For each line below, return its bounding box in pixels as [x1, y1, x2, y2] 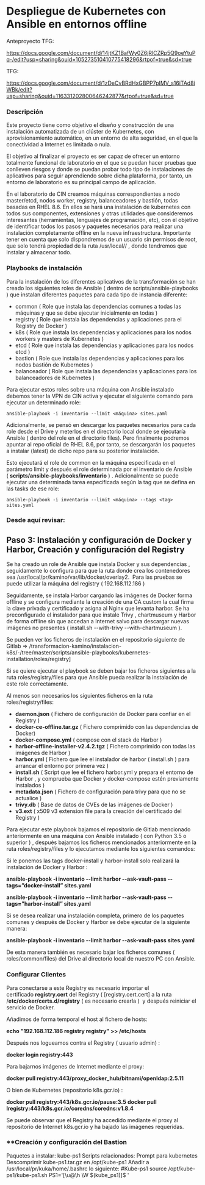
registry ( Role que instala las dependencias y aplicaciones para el [15, 315, 182, 323]
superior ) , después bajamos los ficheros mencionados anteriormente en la [6, 839, 197, 846]
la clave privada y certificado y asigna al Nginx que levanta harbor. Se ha [6, 605, 190, 612]
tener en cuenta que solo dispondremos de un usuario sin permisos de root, [6, 236, 197, 243]
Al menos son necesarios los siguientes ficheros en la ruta [6, 692, 153, 700]
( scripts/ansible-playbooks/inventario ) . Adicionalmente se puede [6, 471, 179, 479]
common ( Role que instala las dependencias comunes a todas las [15, 303, 182, 310]
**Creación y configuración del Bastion [6, 1138, 127, 1147]
